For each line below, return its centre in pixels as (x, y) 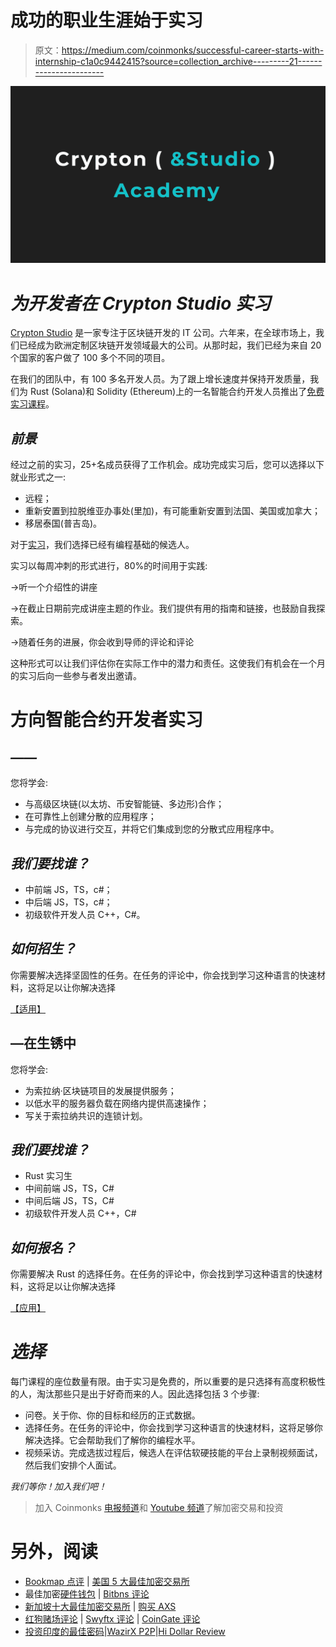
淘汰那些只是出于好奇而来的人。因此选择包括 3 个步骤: (148, 1394)
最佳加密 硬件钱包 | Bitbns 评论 (87, 1594)
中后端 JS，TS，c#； (68, 902)
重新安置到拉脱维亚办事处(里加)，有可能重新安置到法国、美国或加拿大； (173, 511)
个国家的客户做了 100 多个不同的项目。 (90, 358)
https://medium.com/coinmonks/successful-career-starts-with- (193, 50)
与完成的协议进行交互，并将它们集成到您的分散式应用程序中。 (152, 829)
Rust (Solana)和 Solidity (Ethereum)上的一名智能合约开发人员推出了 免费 (177, 392)
